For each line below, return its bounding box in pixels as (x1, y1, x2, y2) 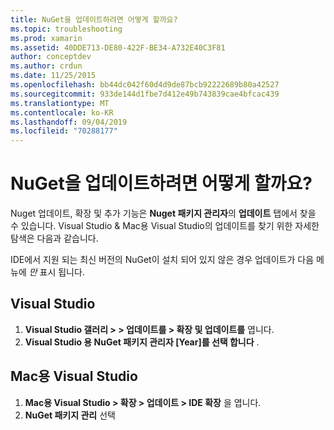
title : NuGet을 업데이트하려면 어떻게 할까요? (10, 14, 178, 25)
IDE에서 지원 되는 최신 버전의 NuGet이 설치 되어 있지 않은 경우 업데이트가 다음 (10, 254, 315, 266)
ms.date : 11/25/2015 (10, 71, 97, 81)
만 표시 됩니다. (28, 266, 85, 278)
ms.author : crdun (10, 61, 83, 71)
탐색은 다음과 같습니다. (10, 232, 99, 245)
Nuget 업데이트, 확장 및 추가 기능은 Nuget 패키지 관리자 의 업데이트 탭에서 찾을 (10, 207, 317, 220)
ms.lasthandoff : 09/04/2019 (10, 117, 128, 127)
